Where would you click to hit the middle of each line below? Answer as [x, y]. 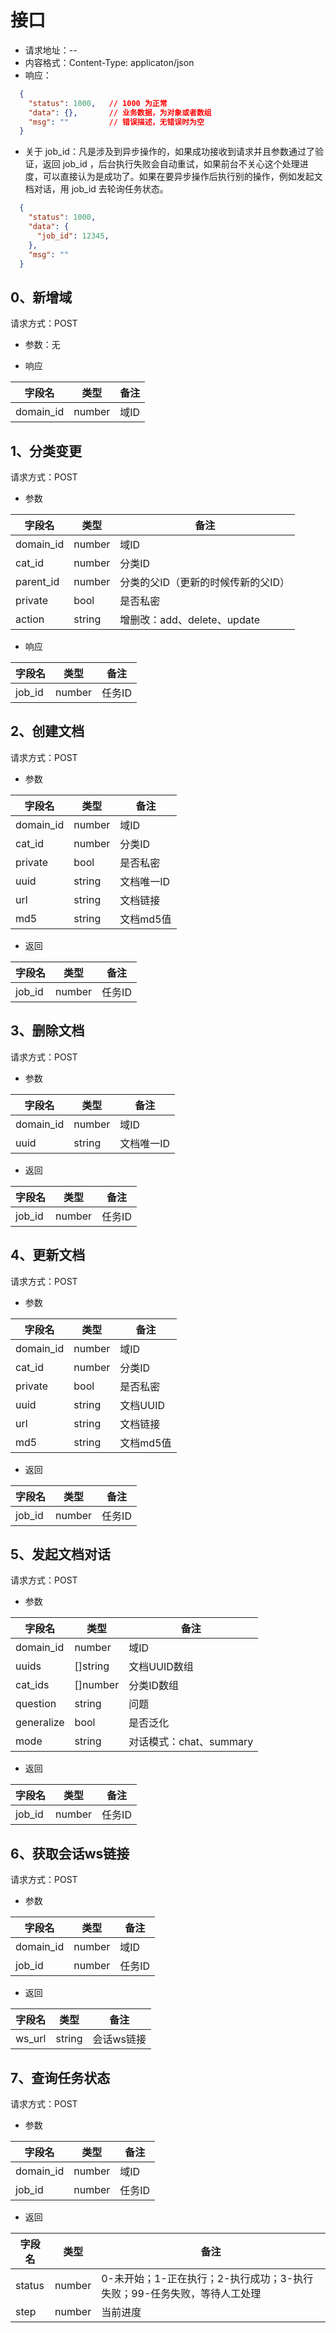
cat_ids [32, 1685]
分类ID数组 [154, 1686]
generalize [40, 1723]
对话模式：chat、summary [191, 1742]
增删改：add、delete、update [190, 620]
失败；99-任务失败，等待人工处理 [181, 2293]
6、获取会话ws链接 [70, 1853]
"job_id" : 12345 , [73, 236]
